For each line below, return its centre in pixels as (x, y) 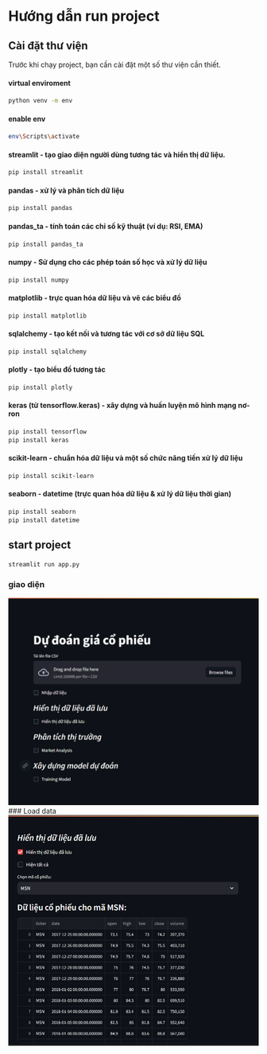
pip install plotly (41, 387)
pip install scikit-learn (51, 476)
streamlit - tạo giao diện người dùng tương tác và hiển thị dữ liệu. (117, 154)
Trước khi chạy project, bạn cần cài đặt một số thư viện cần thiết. (114, 64)
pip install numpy (39, 280)
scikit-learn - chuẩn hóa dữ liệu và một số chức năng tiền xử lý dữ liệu (126, 458)
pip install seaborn (43, 511)
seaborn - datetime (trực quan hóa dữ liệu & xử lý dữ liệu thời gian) (120, 494)
